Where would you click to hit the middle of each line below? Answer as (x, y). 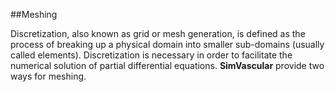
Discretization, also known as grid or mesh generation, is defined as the (158, 33)
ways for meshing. (48, 76)
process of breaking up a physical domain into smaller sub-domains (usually (167, 44)
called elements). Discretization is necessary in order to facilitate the (151, 55)
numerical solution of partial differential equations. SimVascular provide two (167, 65)
